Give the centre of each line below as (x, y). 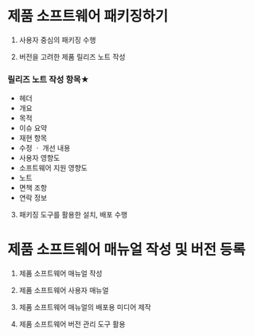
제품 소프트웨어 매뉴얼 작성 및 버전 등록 (127, 250)
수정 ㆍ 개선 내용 (45, 148)
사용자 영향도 (39, 158)
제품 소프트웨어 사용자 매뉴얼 (64, 291)
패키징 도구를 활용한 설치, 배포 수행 (73, 215)
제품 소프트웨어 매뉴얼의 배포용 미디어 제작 (85, 307)
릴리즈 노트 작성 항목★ (49, 79)
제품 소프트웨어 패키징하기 (88, 16)
